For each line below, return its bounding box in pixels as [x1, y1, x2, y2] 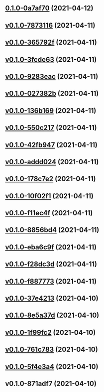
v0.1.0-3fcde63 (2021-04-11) [5, 55, 97, 64]
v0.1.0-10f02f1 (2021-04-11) [5, 192, 94, 200]
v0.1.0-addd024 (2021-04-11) [5, 158, 99, 166]
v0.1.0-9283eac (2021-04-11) [5, 72, 99, 81]
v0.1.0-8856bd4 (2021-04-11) [5, 226, 100, 234]
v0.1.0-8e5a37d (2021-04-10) [5, 311, 100, 320]
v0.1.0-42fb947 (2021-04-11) [5, 141, 98, 149]
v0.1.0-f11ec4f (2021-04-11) [5, 209, 93, 217]
